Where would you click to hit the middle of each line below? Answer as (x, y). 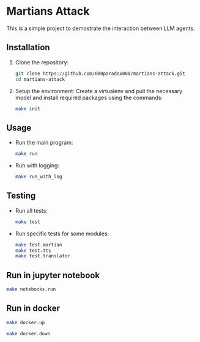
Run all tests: (31, 210)
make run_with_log (39, 177)
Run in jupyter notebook (53, 275)
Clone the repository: (42, 62)
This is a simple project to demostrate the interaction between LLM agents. (101, 28)
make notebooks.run (31, 289)
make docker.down (28, 333)
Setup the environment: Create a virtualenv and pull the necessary (99, 91)
